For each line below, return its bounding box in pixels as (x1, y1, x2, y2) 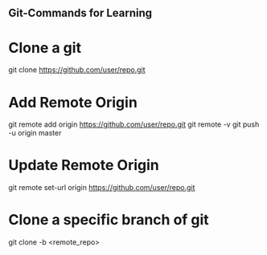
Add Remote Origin (8, 93, 138, 111)
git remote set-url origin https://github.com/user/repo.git (8, 183, 195, 192)
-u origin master (8, 128, 62, 138)
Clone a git (8, 38, 82, 57)
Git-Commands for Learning (8, 6, 153, 20)
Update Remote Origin (8, 156, 159, 175)
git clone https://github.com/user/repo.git (8, 65, 146, 75)
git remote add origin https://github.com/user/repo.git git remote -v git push (8, 119, 260, 129)
